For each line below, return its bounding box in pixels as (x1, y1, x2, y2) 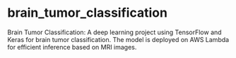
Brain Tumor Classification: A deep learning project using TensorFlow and (7, 28, 222, 36)
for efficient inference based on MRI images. (7, 43, 137, 51)
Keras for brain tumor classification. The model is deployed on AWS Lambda (7, 35, 230, 43)
